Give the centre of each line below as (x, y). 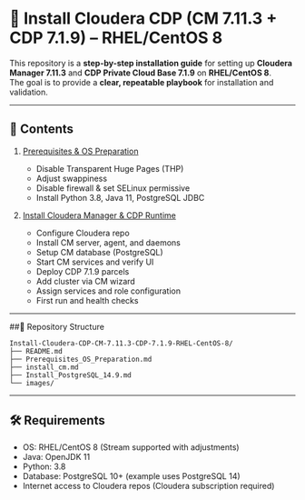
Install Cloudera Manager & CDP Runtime (99, 215)
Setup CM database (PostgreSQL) (99, 252)
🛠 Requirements (58, 420)
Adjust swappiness (71, 178)
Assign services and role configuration (108, 291)
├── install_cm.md (44, 367)
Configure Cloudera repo (83, 233)
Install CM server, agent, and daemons (108, 242)
